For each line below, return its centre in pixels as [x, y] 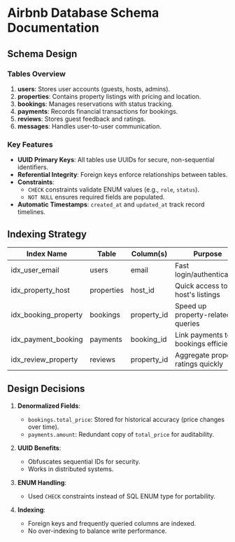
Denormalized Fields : [49, 406]
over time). [43, 427]
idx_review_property [44, 359]
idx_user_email [35, 270]
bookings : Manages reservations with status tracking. [95, 104]
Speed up [191, 305]
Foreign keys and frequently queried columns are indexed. [112, 523]
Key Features [30, 144]
